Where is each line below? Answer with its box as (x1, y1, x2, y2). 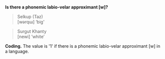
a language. (5, 49, 29, 54)
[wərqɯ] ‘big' (17, 19, 45, 25)
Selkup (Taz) (17, 14, 43, 19)
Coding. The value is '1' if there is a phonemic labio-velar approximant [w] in (5, 43, 161, 49)
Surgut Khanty (17, 29, 47, 34)
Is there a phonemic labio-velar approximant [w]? (5, 4, 108, 10)
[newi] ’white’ (17, 34, 45, 39)
